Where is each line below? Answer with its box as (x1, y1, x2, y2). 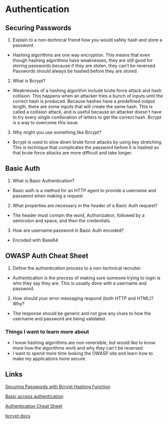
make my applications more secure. (12, 356, 87, 362)
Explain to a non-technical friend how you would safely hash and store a (12, 37, 162, 43)
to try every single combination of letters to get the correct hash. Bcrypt (12, 114, 162, 120)
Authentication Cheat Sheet (5, 403, 63, 409)
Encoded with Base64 (12, 237, 59, 243)
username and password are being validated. (12, 315, 107, 321)
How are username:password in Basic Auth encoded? (12, 227, 124, 233)
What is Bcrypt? (12, 78, 46, 83)
